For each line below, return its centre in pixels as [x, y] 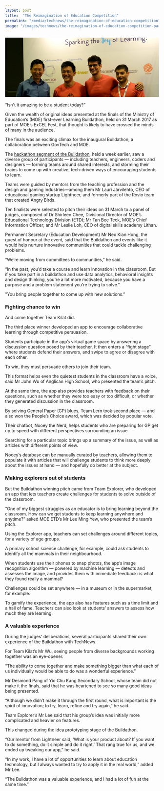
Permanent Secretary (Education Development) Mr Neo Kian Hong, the [76, 234]
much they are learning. [29, 613]
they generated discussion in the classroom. [50, 401]
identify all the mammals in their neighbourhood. [54, 554]
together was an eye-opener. [34, 656]
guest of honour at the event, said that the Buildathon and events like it [76, 240]
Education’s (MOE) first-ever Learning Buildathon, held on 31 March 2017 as [81, 119]
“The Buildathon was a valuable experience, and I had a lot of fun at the [77, 779]
